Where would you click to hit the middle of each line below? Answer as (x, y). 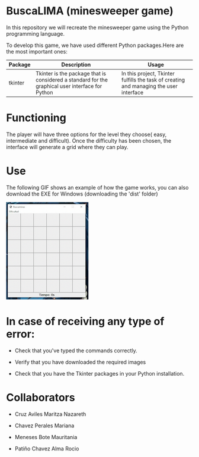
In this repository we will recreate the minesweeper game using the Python (97, 27)
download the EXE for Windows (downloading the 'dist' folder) (82, 194)
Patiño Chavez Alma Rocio (47, 448)
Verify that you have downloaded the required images (80, 362)
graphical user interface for (69, 86)
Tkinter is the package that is (71, 73)
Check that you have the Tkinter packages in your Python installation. (99, 374)
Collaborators (41, 398)
